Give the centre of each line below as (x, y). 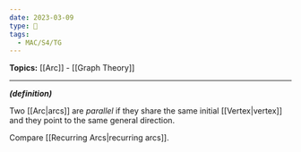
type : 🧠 (24, 26)
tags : (19, 34)
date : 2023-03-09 (42, 17)
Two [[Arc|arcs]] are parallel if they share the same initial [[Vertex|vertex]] (146, 111)
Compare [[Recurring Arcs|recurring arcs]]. (89, 138)
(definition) (30, 94)
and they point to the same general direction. (92, 121)
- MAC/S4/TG (40, 42)
